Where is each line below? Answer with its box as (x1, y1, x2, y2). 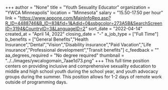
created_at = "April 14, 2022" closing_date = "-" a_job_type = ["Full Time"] (5, 31, 159, 37)
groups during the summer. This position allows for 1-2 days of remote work (5, 74, 162, 79)
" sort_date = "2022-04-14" (85, 26, 143, 32)
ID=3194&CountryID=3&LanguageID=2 (5, 26, 86, 32)
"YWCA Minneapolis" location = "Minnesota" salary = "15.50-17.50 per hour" (5, 10, 163, 16)
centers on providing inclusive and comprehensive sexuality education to (5, 63, 156, 69)
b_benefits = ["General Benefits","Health (5, 36, 89, 42)
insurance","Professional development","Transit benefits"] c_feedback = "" (5, 47, 159, 53)
